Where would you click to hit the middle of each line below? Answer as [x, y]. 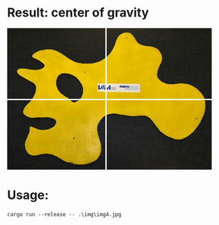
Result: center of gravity [78, 13]
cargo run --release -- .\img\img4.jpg [64, 214]
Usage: [28, 195]
